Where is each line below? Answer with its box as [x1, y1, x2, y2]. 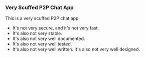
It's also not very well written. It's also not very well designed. [12, 46, 140, 52]
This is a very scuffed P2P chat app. [5, 15, 80, 21]
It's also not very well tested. [12, 41, 72, 47]
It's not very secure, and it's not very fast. [12, 25, 99, 31]
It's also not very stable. [12, 30, 63, 36]
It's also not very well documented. [12, 35, 85, 41]
